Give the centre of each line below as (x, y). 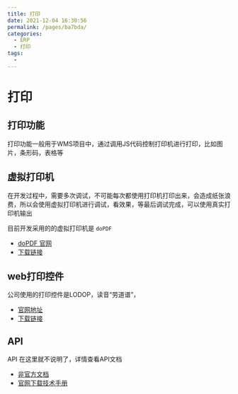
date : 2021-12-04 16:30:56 (47, 21)
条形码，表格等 (41, 152)
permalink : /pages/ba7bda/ (47, 27)
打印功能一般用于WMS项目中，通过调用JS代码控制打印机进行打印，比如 (112, 144)
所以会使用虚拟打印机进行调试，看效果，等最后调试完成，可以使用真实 (122, 204)
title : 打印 (24, 14)
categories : (25, 34)
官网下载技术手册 (42, 383)
